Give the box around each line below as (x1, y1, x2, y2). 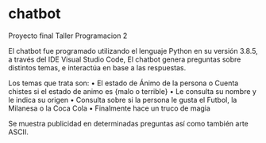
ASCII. (8, 127, 29, 137)
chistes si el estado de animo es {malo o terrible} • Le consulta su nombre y (8, 86, 256, 96)
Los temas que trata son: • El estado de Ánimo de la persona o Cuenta (8, 78, 239, 88)
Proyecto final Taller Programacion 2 (8, 31, 128, 40)
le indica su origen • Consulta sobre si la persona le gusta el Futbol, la (8, 95, 237, 104)
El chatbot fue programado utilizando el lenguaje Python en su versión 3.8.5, (8, 46, 258, 55)
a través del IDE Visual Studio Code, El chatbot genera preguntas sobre (8, 55, 241, 64)
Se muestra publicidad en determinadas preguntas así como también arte (8, 119, 249, 128)
